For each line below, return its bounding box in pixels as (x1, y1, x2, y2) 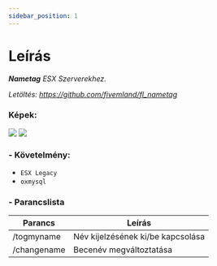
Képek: (8, 109, 37, 121)
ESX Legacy (20, 169, 58, 178)
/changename (12, 244, 66, 255)
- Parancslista (8, 196, 65, 208)
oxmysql (20, 178, 46, 187)
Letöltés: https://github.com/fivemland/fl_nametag (8, 89, 178, 99)
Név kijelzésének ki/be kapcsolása (72, 231, 206, 242)
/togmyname (12, 231, 61, 242)
